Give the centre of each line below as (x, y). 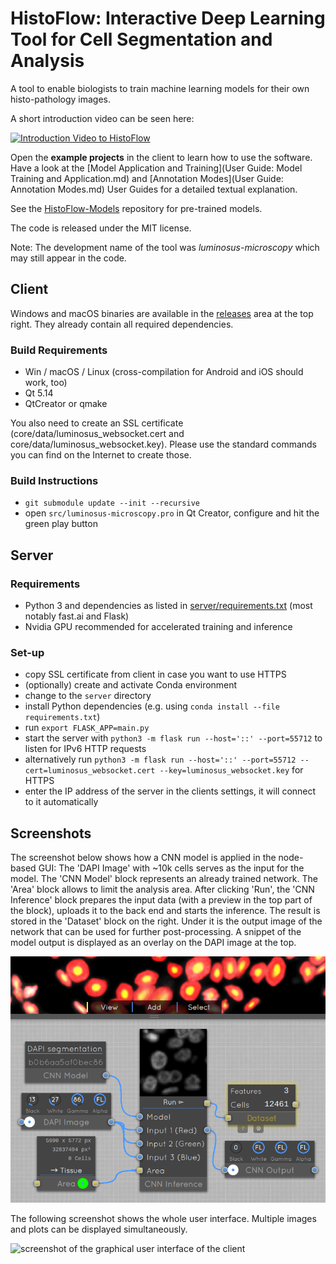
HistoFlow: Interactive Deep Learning (168, 18)
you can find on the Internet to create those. (101, 455)
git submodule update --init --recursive (112, 503)
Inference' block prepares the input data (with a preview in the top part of (161, 900)
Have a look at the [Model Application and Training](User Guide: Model (156, 168)
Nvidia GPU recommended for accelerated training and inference (158, 627)
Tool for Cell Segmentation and (141, 39)
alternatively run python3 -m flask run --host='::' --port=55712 (160, 759)
